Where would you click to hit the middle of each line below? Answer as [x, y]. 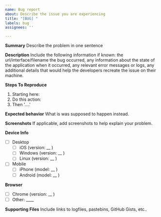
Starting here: [26, 94]
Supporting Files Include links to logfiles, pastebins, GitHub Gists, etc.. [76, 209]
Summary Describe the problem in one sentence [54, 46]
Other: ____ [23, 200]
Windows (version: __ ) [42, 153]
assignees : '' [19, 28]
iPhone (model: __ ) [38, 170]
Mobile [19, 164]
